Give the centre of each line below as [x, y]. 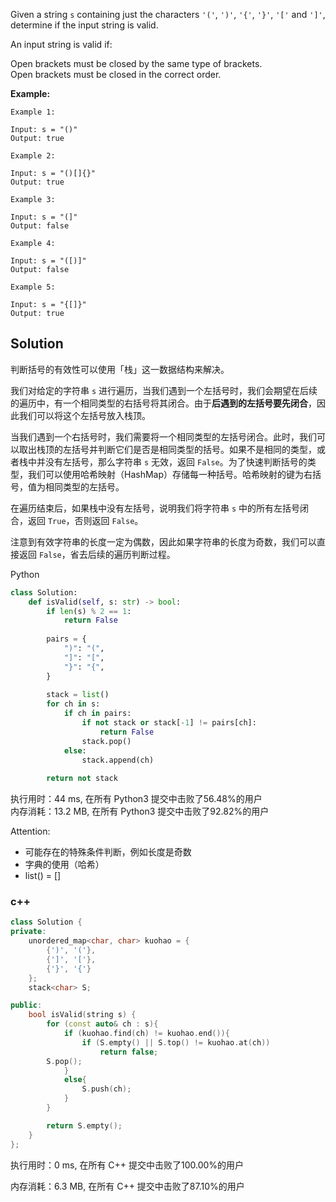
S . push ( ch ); [106, 1089]
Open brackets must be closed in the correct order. [116, 74]
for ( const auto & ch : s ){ [102, 1024]
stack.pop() [106, 741]
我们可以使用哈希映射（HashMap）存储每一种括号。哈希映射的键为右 [170, 474]
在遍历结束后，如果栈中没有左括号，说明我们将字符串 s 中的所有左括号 [155, 508]
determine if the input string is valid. [84, 25]
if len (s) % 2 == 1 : [89, 611]
